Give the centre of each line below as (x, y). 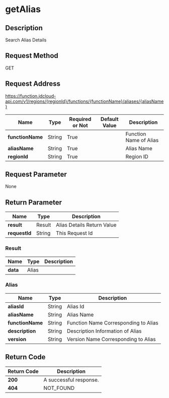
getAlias (23, 9)
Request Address (33, 84)
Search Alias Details (26, 40)
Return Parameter (33, 202)
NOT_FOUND (59, 388)
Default (109, 119)
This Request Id (74, 233)
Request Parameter (36, 175)
